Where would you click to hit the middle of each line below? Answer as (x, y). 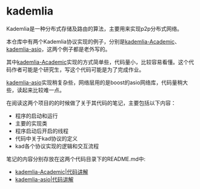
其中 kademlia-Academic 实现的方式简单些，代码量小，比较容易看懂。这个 (98, 62)
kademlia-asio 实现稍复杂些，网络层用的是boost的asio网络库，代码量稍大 (97, 82)
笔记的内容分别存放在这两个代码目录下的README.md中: (76, 159)
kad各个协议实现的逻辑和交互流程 (57, 146)
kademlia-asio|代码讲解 (44, 179)
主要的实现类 (31, 123)
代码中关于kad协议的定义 (46, 138)
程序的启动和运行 (36, 116)
